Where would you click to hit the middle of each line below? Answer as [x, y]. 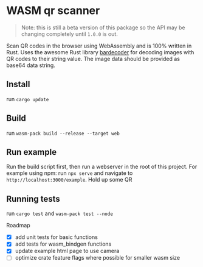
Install [18, 84]
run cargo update [28, 99]
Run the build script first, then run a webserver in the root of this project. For [102, 167]
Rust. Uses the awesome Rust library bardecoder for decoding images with [100, 52]
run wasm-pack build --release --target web [63, 133]
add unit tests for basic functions [57, 237]
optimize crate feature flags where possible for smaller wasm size [98, 258]
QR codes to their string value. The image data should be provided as [93, 59]
